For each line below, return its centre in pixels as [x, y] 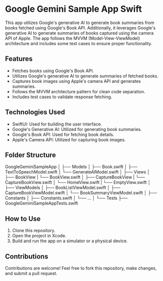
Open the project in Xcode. [39, 236]
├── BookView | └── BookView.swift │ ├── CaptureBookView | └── [75, 177]
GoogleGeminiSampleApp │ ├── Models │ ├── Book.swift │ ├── [71, 167]
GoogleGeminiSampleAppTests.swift [41, 203]
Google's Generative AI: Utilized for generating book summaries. [77, 129]
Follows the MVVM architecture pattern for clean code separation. [79, 91]
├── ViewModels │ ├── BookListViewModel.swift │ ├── [63, 188]
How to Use [23, 218]
